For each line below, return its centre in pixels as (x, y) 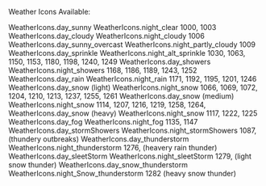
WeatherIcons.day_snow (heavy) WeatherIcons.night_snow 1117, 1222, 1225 (133, 113)
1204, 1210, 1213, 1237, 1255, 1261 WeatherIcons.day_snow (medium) (121, 96)
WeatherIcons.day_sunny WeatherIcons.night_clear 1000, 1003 (112, 27)
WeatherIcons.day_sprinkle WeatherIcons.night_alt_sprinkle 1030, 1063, (127, 53)
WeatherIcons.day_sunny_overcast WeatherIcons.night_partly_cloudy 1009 (132, 44)
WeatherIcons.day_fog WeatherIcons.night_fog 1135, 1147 (103, 122)
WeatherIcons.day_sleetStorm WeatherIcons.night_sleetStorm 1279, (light (130, 156)
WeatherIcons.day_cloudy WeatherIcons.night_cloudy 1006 (107, 36)
